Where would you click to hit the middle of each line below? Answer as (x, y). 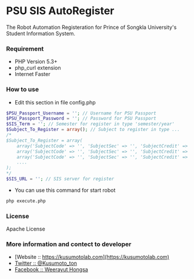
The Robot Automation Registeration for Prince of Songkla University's (91, 27)
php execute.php (26, 201)
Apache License (26, 229)
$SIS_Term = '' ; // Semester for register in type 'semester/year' (91, 124)
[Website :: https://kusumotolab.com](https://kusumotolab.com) (92, 257)
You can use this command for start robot (65, 190)
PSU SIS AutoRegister (60, 11)
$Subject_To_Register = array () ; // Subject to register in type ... (93, 130)
